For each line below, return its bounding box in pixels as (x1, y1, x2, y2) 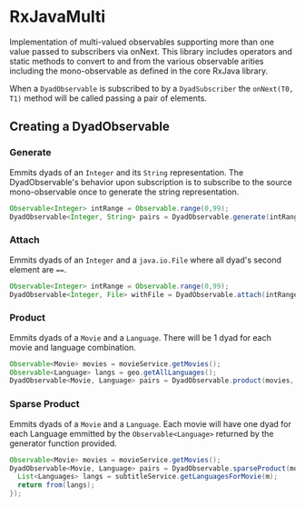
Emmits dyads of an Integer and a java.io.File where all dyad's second (9, 254, 282, 265)
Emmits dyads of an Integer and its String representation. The (9, 166, 244, 178)
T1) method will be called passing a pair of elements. (9, 93, 207, 104)
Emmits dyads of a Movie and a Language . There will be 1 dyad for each (9, 332, 272, 342)
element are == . (9, 263, 67, 274)
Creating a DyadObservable (9, 119, 170, 134)
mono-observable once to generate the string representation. (9, 186, 240, 197)
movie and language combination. (9, 342, 136, 352)
